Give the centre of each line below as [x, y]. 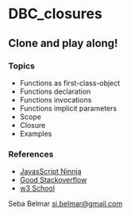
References [31, 154]
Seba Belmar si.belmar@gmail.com [65, 204]
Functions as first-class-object [70, 83]
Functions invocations [56, 99]
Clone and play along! [63, 43]
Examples [36, 133]
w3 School [37, 188]
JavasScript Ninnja [50, 172]
